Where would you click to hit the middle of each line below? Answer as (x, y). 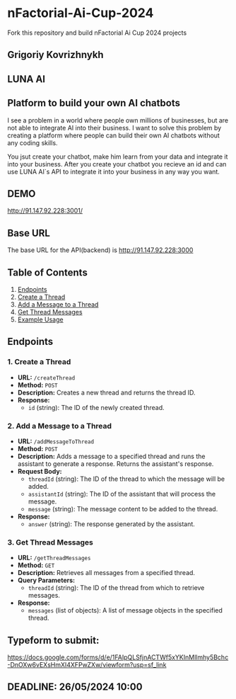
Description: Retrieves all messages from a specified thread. (106, 573)
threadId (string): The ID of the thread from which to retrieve (116, 588)
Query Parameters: (46, 580)
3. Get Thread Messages (50, 542)
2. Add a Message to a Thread (59, 426)
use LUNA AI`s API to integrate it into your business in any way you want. (114, 171)
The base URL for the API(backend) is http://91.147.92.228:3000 (100, 250)
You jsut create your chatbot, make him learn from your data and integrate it (118, 157)
